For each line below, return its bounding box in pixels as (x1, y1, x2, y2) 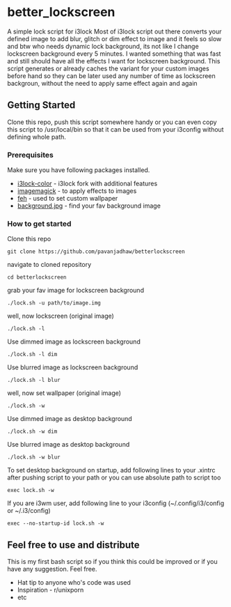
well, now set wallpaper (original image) (7, 389, 122, 397)
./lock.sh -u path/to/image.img (7, 300, 101, 307)
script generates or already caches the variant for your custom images (7, 64, 210, 72)
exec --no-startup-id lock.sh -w (7, 520, 104, 527)
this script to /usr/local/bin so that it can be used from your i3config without (7, 125, 224, 133)
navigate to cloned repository (7, 261, 92, 269)
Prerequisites (7, 150, 54, 160)
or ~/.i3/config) (7, 507, 51, 515)
